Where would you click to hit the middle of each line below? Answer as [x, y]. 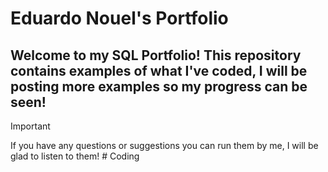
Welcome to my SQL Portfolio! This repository [156, 55]
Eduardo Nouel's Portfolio [119, 18]
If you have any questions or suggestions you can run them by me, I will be [164, 145]
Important [30, 126]
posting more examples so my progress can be [159, 86]
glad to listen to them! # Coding [75, 156]
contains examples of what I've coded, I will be [159, 70]
